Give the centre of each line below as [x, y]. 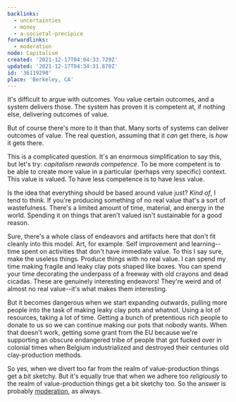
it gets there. [26, 143]
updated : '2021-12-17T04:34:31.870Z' [63, 66]
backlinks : [23, 14]
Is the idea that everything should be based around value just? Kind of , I [112, 193]
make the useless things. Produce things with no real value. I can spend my [117, 259]
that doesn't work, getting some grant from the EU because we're [103, 333]
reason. [18, 223]
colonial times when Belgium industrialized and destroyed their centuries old [118, 348]
